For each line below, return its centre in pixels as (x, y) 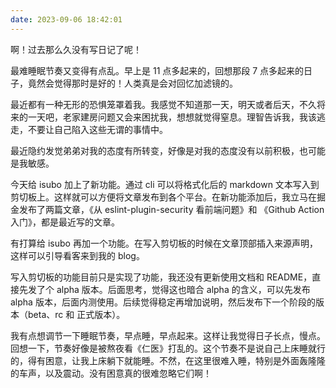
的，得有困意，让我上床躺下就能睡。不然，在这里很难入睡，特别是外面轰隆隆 (168, 360)
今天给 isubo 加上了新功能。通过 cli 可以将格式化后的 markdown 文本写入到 (165, 184)
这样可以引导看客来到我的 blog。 (77, 255)
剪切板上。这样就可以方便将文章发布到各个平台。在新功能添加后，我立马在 (163, 197)
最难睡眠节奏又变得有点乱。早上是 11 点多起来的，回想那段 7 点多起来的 (157, 70)
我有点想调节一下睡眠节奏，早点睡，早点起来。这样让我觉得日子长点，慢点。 (168, 335)
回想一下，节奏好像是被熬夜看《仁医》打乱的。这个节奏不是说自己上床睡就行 (168, 348)
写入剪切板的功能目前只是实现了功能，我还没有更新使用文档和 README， (161, 277)
